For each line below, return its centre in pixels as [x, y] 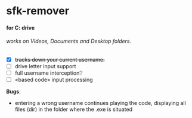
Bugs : [13, 92]
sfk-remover [38, 11]
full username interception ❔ [49, 73]
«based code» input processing [54, 80]
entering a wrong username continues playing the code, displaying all [100, 103]
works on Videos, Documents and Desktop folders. [69, 41]
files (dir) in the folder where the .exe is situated [74, 109]
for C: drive [21, 27]
